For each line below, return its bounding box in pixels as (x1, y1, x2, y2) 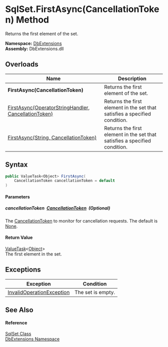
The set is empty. (74, 288, 115, 295)
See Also (5, 306, 33, 314)
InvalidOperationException (7, 288, 70, 295)
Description (118, 75, 146, 82)
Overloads (5, 60, 38, 68)
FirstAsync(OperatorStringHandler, (7, 104, 90, 111)
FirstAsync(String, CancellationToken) (7, 134, 97, 141)
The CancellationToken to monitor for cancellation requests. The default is (5, 217, 158, 223)
